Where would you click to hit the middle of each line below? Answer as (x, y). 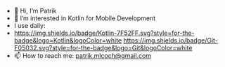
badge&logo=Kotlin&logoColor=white (68, 40)
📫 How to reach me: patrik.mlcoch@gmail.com (83, 55)
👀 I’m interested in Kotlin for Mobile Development (85, 18)
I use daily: (30, 25)
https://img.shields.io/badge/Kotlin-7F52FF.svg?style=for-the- (104, 33)
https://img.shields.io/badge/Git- (171, 40)
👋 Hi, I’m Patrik (35, 11)
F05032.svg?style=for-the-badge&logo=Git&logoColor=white (103, 48)
